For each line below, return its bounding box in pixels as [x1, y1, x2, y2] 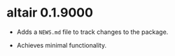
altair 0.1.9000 [6, 5, 94, 21]
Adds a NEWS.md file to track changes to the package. [16, 28, 169, 36]
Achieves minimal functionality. [16, 41, 107, 49]
